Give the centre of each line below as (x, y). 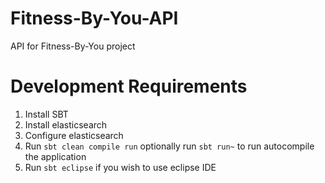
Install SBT (46, 114)
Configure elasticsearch (74, 135)
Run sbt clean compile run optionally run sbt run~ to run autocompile (169, 146)
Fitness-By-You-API (94, 18)
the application (55, 156)
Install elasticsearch (66, 124)
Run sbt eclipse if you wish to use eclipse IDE (120, 167)
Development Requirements (129, 86)
